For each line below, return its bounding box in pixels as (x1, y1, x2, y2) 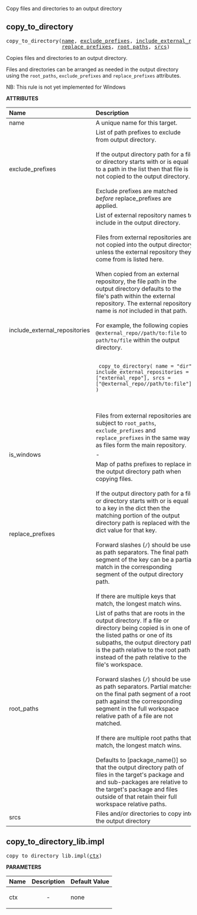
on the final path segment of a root (96, 689, 191, 698)
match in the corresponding (96, 563, 172, 571)
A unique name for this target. (96, 119, 178, 127)
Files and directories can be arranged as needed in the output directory (6, 66, 179, 73)
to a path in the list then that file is (96, 164, 189, 173)
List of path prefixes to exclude (96, 128, 181, 136)
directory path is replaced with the (96, 519, 191, 527)
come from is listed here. (96, 255, 164, 263)
